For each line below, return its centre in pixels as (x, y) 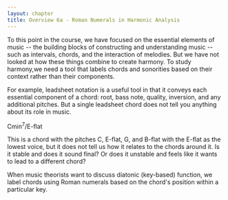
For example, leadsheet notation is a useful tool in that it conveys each (107, 90)
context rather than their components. (61, 76)
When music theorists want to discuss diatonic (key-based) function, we (110, 175)
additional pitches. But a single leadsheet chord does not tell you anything (112, 104)
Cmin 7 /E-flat (25, 126)
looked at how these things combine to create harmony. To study (99, 61)
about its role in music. (39, 112)
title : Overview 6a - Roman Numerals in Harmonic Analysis (94, 20)
